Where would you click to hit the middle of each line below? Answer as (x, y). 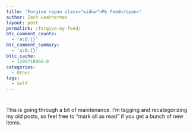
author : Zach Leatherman (37, 17)
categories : (21, 67)
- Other (21, 73)
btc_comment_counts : (32, 34)
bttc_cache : (21, 56)
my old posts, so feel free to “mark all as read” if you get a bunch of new (95, 116)
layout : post (22, 23)
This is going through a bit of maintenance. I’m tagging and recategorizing (97, 110)
